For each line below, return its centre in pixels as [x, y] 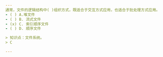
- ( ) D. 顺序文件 [23, 29]
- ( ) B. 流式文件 [23, 19]
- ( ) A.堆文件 [20, 15]
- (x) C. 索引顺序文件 [27, 24]
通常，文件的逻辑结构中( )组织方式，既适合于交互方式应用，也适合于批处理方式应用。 [83, 10]
